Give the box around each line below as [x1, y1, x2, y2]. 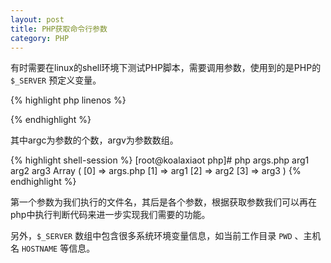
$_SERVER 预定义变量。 [10, 74, 102, 86]
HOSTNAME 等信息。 [21, 242, 96, 255]
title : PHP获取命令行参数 [10, 24, 108, 34]
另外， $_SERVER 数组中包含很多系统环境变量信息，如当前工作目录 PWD [10, 230, 293, 242]
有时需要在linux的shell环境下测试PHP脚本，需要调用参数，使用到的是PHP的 [10, 62, 322, 74]
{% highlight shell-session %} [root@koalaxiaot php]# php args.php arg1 [10, 154, 310, 166]
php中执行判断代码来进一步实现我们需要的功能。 [10, 209, 211, 221]
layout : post [10, 14, 65, 25]
